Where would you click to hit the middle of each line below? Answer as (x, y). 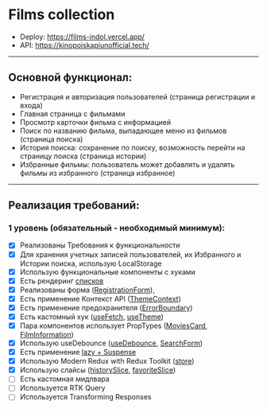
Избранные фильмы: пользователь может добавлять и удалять (127, 164)
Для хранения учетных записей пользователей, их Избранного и (130, 254)
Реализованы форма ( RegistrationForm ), (87, 290)
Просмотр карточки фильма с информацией (95, 122)
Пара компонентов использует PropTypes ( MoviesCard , (114, 325)
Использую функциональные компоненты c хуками (108, 271)
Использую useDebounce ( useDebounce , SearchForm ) (111, 343)
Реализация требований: (74, 206)
